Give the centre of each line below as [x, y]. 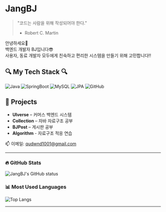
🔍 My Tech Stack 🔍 [36, 72]
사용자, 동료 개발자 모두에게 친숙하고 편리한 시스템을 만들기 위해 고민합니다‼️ [78, 55]
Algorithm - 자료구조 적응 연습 [42, 133]
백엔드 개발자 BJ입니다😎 [29, 49]
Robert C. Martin [41, 33]
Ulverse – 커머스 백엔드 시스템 [42, 114]
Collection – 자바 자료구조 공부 [42, 121]
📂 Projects [21, 102]
